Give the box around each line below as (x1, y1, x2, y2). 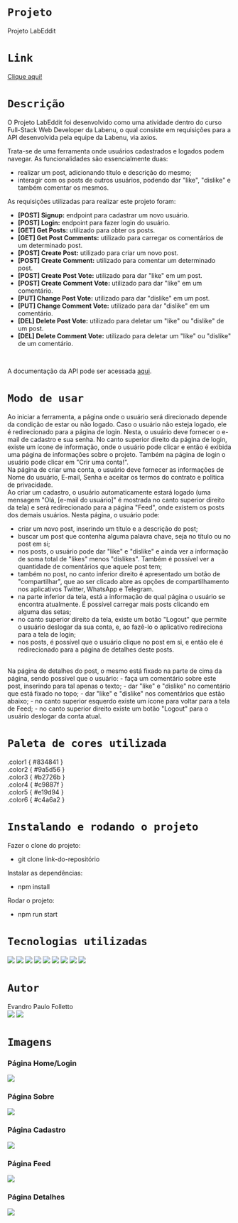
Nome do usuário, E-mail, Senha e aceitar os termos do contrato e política (7, 473, 225, 481)
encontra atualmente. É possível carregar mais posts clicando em (17, 600, 210, 608)
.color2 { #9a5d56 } (7, 765, 65, 773)
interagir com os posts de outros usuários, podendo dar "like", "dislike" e (17, 176, 231, 184)
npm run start (17, 910, 58, 918)
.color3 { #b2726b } (7, 772, 65, 781)
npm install (17, 882, 50, 890)
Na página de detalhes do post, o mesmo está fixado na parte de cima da (7, 667, 222, 675)
